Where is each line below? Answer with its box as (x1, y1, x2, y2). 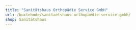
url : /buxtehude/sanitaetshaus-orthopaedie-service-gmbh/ (5, 12, 131, 17)
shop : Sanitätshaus (5, 17, 47, 22)
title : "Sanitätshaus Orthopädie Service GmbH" (5, 7, 108, 13)
